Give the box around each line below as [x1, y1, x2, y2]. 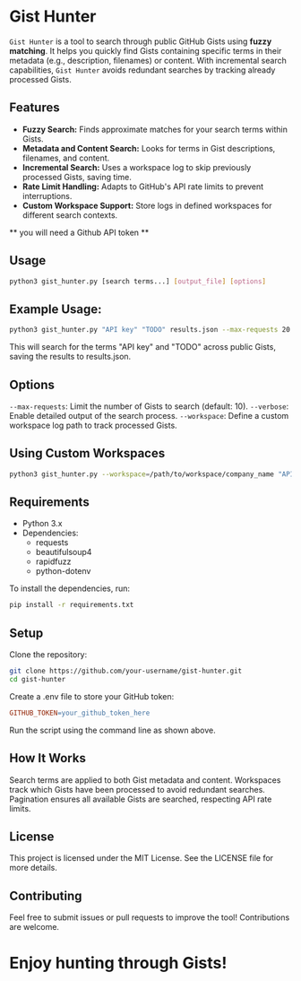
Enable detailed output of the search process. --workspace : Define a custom [9, 410, 289, 421]
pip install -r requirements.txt [9, 601, 134, 610]
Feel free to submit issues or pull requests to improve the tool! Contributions [9, 912, 290, 923]
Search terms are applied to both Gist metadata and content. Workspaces [9, 774, 281, 786]
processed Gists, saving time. [21, 171, 132, 182]
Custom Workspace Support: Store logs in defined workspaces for [21, 200, 272, 211]
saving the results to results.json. [9, 352, 132, 362]
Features [9, 100, 60, 116]
